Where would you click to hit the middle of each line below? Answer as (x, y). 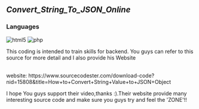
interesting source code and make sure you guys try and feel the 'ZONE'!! (97, 99)
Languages (23, 27)
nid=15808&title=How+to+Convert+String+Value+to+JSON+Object (89, 82)
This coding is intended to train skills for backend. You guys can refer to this (100, 51)
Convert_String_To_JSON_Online (68, 10)
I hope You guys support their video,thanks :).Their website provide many (97, 93)
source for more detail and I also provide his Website (71, 57)
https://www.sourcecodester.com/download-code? (91, 75)
